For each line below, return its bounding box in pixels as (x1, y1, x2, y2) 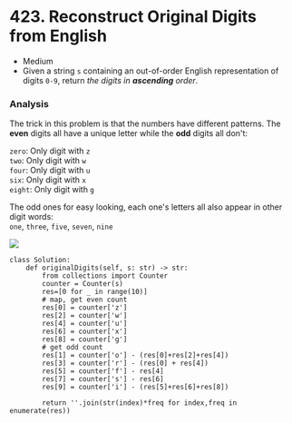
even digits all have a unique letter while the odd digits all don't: (9, 128, 248, 139)
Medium (22, 55, 54, 66)
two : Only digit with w (9, 155, 86, 166)
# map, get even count (42, 295, 128, 305)
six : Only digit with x (9, 174, 86, 185)
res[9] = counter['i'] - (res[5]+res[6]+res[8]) (42, 383, 229, 392)
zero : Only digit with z (9, 145, 91, 156)
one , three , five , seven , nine (9, 221, 113, 232)
